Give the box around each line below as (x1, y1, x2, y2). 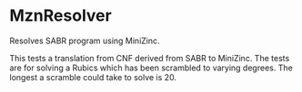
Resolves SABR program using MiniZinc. (9, 35, 161, 46)
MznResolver (9, 5, 112, 26)
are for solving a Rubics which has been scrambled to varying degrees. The (9, 62, 293, 73)
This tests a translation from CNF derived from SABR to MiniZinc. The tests (9, 52, 290, 63)
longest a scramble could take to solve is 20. (9, 71, 177, 82)
